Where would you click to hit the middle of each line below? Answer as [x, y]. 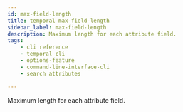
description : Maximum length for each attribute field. [92, 34]
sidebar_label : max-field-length [57, 27]
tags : [15, 41]
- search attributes [51, 73]
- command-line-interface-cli [65, 67]
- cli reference [45, 47]
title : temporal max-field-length [59, 21]
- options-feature [47, 61]
